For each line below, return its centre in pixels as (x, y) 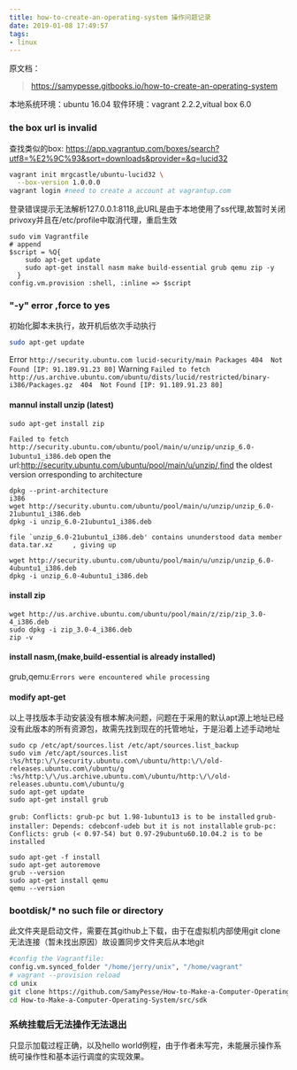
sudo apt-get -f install (55, 857)
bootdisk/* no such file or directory (86, 911)
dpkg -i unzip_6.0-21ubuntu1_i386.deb (80, 522)
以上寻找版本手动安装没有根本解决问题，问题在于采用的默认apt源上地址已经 (147, 717)
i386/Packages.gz (41, 385)
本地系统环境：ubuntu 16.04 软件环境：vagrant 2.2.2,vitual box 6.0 (130, 105)
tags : (19, 34)
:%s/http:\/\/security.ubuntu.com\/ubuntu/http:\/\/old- (116, 761)
